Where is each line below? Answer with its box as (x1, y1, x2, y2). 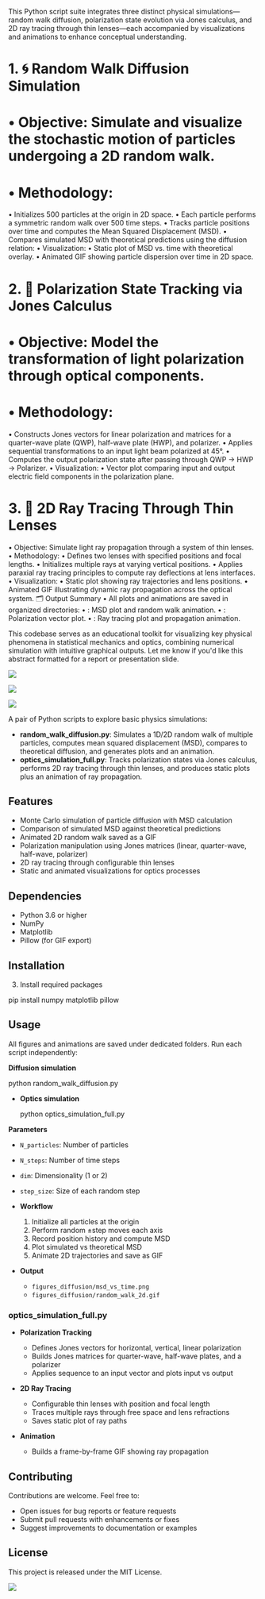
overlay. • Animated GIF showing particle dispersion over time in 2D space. (8, 252, 254, 261)
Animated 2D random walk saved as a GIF (19, 833, 157, 842)
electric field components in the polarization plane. (8, 472, 175, 481)
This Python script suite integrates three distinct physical (8, 7, 194, 16)
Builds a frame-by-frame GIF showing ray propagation (31, 1447, 209, 1456)
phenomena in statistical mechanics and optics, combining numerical (8, 637, 235, 646)
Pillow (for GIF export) (19, 936, 92, 946)
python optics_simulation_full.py (19, 1109, 125, 1119)
